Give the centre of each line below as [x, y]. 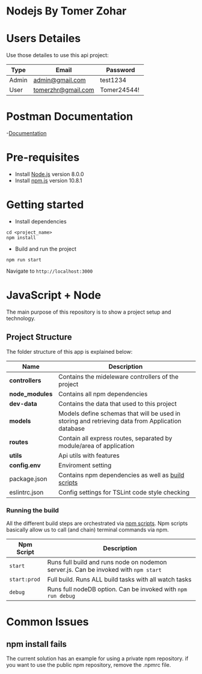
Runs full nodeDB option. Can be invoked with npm [117, 589]
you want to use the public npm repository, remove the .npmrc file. [89, 664]
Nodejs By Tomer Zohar [66, 11]
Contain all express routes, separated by [115, 438]
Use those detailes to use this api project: [58, 55]
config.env [25, 465]
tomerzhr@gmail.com [64, 90]
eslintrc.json [26, 492]
